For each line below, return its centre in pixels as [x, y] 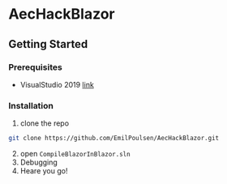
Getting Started [48, 44]
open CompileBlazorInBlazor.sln [75, 154]
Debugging [39, 162]
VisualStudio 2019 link [57, 84]
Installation [31, 105]
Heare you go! [44, 171]
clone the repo [45, 123]
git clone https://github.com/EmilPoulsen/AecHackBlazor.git [114, 139]
